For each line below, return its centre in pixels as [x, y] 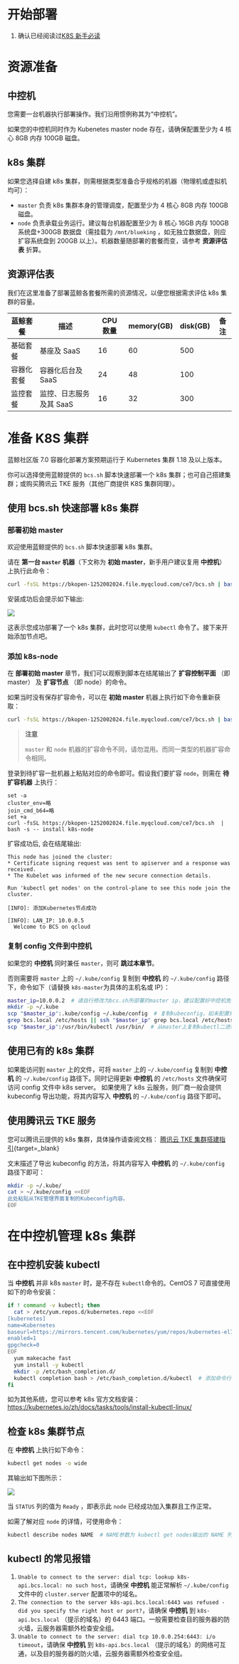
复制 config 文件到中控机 [50, 946]
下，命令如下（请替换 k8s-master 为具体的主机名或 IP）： [89, 987]
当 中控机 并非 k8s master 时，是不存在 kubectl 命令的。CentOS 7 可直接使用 [119, 1283]
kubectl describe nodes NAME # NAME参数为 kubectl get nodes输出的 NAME [116, 1535]
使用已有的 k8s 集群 [51, 1051]
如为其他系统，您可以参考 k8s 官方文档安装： [74, 1399]
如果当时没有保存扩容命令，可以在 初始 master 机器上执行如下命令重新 [111, 697]
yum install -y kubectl [49, 1365]
